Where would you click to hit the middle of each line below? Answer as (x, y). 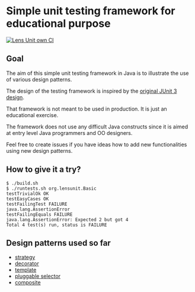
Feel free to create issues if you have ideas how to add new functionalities (97, 145)
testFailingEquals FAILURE (39, 214)
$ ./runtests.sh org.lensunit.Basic (51, 189)
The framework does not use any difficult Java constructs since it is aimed (97, 127)
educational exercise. (32, 115)
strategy (25, 258)
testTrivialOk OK (28, 194)
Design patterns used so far (58, 243)
